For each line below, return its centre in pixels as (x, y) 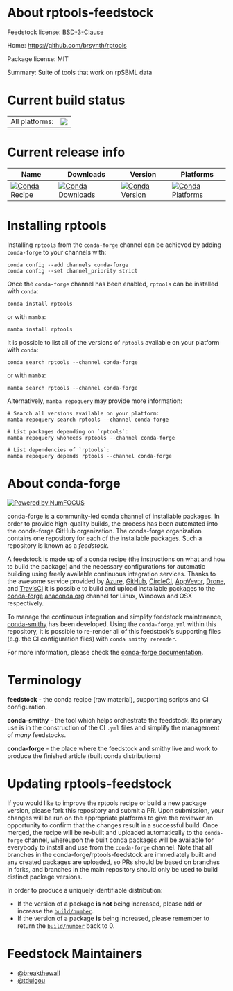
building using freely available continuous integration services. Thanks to (112, 574)
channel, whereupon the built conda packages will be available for (119, 840)
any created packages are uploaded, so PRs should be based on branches (114, 862)
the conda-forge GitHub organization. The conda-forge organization (105, 531)
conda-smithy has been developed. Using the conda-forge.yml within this (112, 624)
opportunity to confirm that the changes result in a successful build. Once (113, 825)
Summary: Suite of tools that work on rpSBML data (80, 72)
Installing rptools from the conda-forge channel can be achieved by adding (114, 245)
